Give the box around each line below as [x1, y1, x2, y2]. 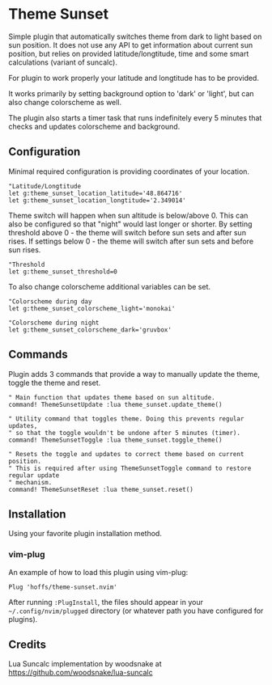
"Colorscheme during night [8, 319, 100, 327]
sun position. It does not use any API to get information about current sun [8, 40, 253, 49]
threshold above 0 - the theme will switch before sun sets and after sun [8, 227, 247, 237]
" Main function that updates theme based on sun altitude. [8, 393, 216, 401]
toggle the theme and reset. [8, 378, 101, 387]
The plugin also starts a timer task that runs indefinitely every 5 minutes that [8, 112, 262, 122]
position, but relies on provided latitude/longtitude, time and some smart [8, 49, 249, 58]
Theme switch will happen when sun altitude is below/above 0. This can [8, 210, 249, 220]
